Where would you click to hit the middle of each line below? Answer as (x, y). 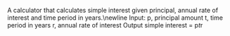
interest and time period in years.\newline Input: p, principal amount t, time (115, 18)
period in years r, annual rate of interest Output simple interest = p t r (105, 25)
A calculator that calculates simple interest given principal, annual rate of (113, 10)
